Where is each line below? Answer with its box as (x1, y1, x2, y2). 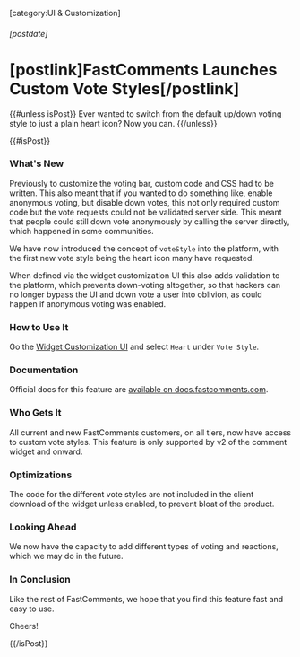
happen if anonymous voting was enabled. (9, 298, 167, 309)
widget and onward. (9, 446, 83, 457)
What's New (9, 157, 64, 170)
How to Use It (9, 320, 69, 333)
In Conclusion (9, 574, 72, 586)
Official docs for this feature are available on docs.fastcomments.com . (9, 384, 269, 395)
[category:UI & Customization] (9, 8, 121, 18)
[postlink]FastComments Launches (9, 59, 278, 80)
